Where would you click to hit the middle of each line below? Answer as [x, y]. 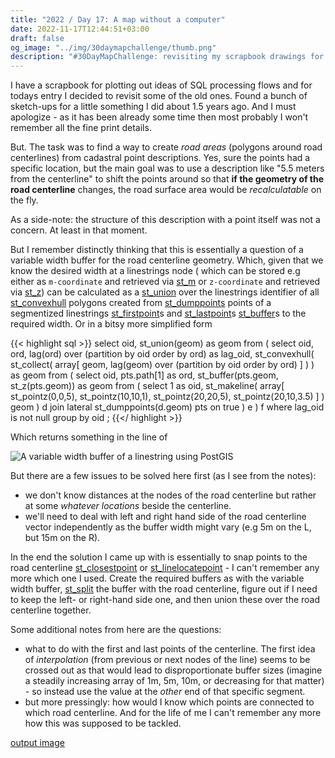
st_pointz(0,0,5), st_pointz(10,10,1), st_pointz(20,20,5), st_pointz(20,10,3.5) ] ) [167, 397]
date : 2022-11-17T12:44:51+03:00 [80, 29]
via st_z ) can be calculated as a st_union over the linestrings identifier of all [165, 292]
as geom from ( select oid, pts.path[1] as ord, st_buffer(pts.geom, [144, 375]
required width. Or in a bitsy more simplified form [111, 324]
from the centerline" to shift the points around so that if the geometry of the [167, 179]
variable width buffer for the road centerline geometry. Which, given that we [167, 260]
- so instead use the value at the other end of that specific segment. [165, 692]
